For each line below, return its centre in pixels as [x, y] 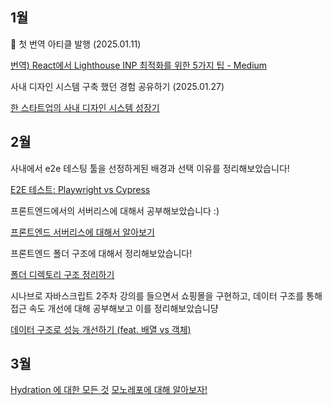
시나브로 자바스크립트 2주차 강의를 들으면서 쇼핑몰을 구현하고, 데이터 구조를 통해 [166, 295]
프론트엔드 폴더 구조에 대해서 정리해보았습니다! [101, 253]
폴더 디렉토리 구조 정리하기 [62, 274]
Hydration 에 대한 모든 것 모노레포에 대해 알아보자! [109, 390]
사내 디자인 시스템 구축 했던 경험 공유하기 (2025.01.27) [117, 86]
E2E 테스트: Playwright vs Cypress [80, 189]
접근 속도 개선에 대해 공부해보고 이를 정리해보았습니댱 [114, 308]
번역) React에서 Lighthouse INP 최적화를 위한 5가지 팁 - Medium [139, 65]
